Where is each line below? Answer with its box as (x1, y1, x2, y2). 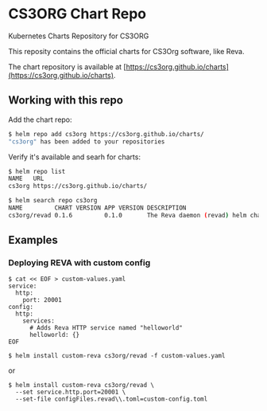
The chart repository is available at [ (8, 61, 126, 72)
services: (22, 317, 56, 325)
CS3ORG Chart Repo (8, 5, 147, 23)
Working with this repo (8, 93, 123, 108)
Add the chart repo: (8, 115, 73, 124)
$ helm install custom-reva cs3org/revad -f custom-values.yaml (8, 352, 226, 360)
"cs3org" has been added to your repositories (8, 137, 165, 146)
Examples (8, 233, 58, 247)
